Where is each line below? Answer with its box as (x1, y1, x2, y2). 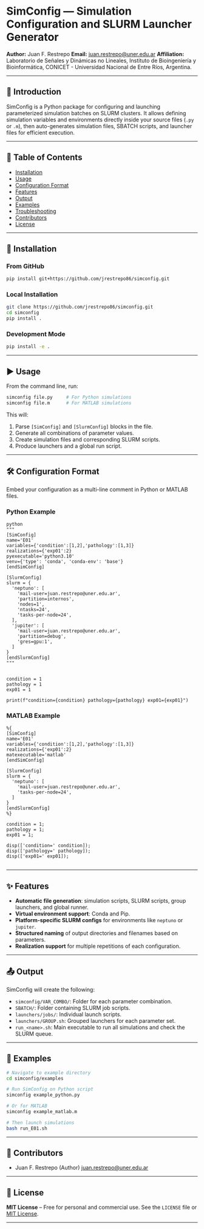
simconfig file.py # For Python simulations (6, 395, 132, 401)
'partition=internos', (17, 596, 75, 602)
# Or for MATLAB (6, 1103, 47, 1109)
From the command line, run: (6, 382, 79, 390)
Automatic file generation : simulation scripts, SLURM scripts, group (15, 897, 186, 904)
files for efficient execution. (6, 129, 75, 136)
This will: (6, 410, 29, 418)
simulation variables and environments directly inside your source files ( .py (6, 116, 194, 123)
